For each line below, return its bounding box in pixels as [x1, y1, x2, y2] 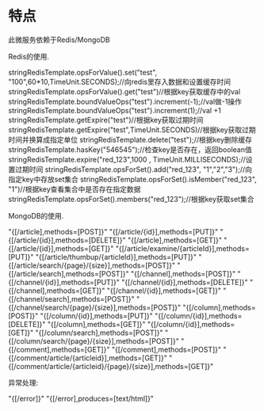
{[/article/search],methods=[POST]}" [8, 268, 129, 278]
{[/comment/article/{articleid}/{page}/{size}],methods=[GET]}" [8, 361, 214, 371]
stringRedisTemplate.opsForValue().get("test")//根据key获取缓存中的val [8, 86, 240, 96]
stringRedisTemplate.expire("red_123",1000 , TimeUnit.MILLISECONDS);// [8, 154, 246, 164]
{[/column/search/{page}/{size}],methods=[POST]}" [8, 336, 180, 345]
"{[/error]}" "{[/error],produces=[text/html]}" [8, 394, 155, 403]
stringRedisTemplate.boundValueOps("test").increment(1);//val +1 [8, 105, 222, 115]
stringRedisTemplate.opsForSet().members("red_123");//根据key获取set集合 [8, 194, 254, 204]
